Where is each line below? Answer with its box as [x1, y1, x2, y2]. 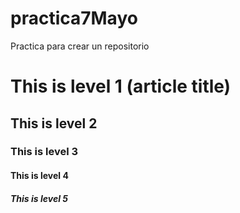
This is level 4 [10, 170, 69, 182]
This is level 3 [10, 145, 79, 159]
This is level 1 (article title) [10, 75, 232, 98]
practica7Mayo [10, 7, 138, 30]
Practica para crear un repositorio [10, 40, 150, 52]
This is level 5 [10, 192, 68, 204]
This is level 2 [10, 115, 98, 132]
